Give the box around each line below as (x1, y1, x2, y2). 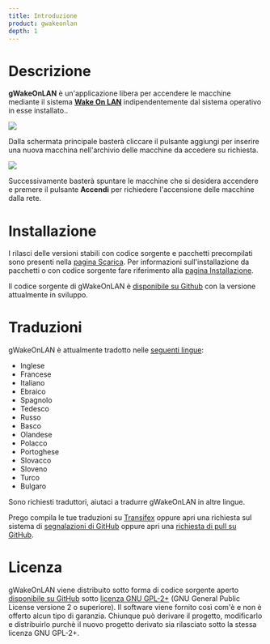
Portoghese (19, 447, 59, 457)
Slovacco (19, 455, 52, 466)
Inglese (19, 361, 45, 371)
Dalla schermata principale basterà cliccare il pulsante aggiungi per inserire (8, 137, 260, 147)
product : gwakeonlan (8, 19, 78, 28)
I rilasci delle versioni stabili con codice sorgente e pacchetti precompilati (8, 249, 253, 258)
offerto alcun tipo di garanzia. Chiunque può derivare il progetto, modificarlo (8, 611, 263, 621)
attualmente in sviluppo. (8, 290, 89, 300)
